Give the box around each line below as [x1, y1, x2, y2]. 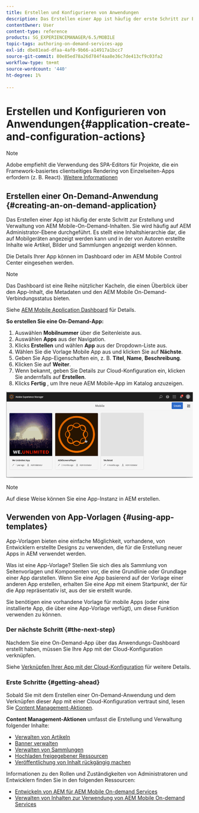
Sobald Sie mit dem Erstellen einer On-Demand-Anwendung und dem [6, 692, 176, 699]
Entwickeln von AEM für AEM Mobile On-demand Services [14, 788, 158, 795]
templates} [6, 521, 48, 532]
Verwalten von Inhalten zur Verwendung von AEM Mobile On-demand [14, 795, 185, 802]
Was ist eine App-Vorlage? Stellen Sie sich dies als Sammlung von [6, 561, 168, 568]
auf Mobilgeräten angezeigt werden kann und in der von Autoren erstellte [6, 235, 185, 242]
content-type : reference [6, 29, 68, 34]
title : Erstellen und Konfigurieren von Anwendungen [6, 10, 139, 15]
